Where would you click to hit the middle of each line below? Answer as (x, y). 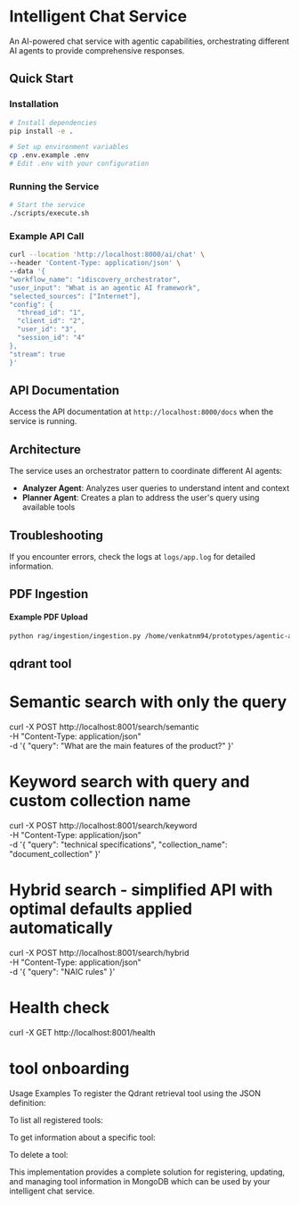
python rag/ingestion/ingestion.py (75, 636)
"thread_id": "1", (52, 313)
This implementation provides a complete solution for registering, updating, (147, 1172)
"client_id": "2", (52, 321)
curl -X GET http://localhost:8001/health (82, 1032)
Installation (34, 104)
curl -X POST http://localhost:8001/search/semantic (104, 727)
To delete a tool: (39, 1154)
